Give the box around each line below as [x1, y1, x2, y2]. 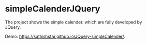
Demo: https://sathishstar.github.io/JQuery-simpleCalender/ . [5, 33, 126, 39]
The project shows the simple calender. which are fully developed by [5, 19, 142, 25]
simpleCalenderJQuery [5, 3, 101, 14]
